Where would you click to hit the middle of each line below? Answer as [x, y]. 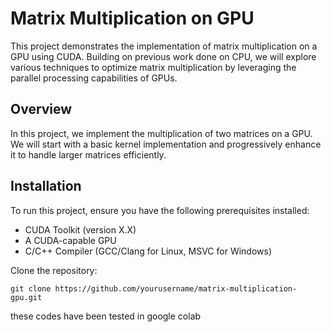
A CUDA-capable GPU [70, 240]
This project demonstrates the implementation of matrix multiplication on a [164, 46]
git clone [31, 288]
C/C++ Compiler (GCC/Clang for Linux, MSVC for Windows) [148, 251]
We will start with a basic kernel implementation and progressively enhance [166, 144]
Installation [46, 186]
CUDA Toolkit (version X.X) [80, 229]
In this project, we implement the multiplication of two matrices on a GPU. [161, 133]
